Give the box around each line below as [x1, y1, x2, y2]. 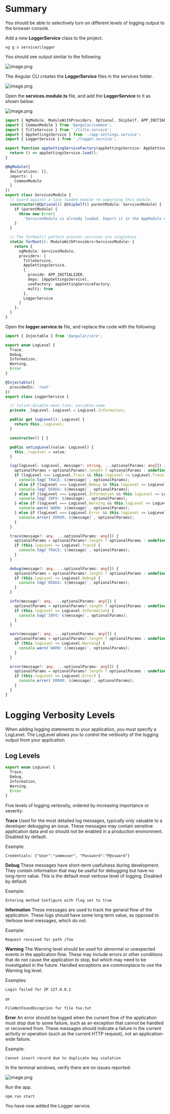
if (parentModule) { [14, 206, 58, 211]
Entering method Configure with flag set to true [5, 897, 112, 903]
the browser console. [5, 25, 50, 31]
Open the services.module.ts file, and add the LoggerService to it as [5, 93, 151, 99]
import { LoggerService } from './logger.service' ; [5, 137, 116, 142]
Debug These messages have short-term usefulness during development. [5, 862, 160, 868]
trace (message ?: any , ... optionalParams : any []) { [10, 533, 119, 539]
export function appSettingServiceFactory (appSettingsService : [5, 146, 142, 151]
